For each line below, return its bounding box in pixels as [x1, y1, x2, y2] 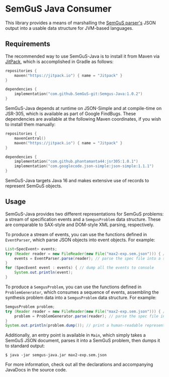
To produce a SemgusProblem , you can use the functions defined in [5, 284, 142, 290]
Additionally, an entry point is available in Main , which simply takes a [5, 332, 146, 338]
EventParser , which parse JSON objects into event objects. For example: [5, 237, 155, 243]
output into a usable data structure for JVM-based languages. [5, 25, 134, 31]
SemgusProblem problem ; [5, 304, 55, 309]
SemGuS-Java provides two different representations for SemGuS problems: [5, 210, 164, 217]
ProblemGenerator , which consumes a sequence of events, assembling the [5, 289, 159, 295]
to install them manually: [5, 122, 56, 127]
